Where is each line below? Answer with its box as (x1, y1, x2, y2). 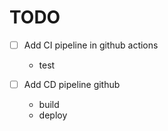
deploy (38, 109, 68, 121)
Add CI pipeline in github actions (23, 39, 159, 51)
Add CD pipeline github (23, 79, 121, 90)
